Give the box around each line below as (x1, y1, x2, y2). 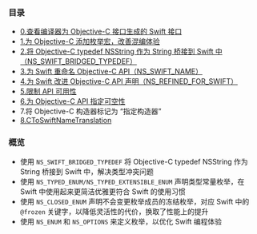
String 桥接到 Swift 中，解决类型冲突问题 (19, 166, 154, 176)
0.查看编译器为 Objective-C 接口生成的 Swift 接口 (19, 26, 183, 37)
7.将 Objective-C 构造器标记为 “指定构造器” (19, 106, 162, 117)
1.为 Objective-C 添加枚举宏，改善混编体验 (19, 37, 160, 46)
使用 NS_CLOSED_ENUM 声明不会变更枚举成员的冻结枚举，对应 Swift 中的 (19, 196, 250, 206)
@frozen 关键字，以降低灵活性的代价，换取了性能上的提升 (19, 206, 209, 216)
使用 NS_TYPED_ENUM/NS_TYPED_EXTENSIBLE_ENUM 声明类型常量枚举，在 (19, 176, 245, 186)
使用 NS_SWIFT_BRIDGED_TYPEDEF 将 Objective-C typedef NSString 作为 (19, 157, 248, 166)
